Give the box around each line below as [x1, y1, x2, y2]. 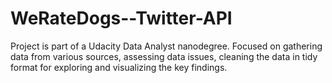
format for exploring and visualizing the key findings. [10, 61, 228, 73]
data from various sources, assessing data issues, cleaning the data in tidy [10, 50, 318, 62]
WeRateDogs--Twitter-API [10, 7, 233, 30]
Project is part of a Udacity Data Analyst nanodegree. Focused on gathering [10, 40, 323, 52]
